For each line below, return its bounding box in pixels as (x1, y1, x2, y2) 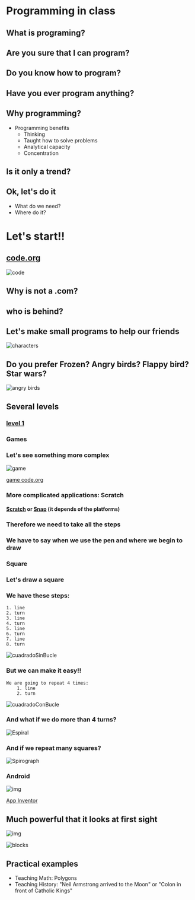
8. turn (6, 641, 25, 647)
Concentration (23, 150, 59, 157)
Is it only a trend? (6, 166, 71, 176)
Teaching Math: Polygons (14, 874, 77, 882)
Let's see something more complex (6, 451, 110, 459)
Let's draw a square (6, 575, 65, 584)
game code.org (6, 476, 43, 483)
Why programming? (6, 109, 82, 119)
